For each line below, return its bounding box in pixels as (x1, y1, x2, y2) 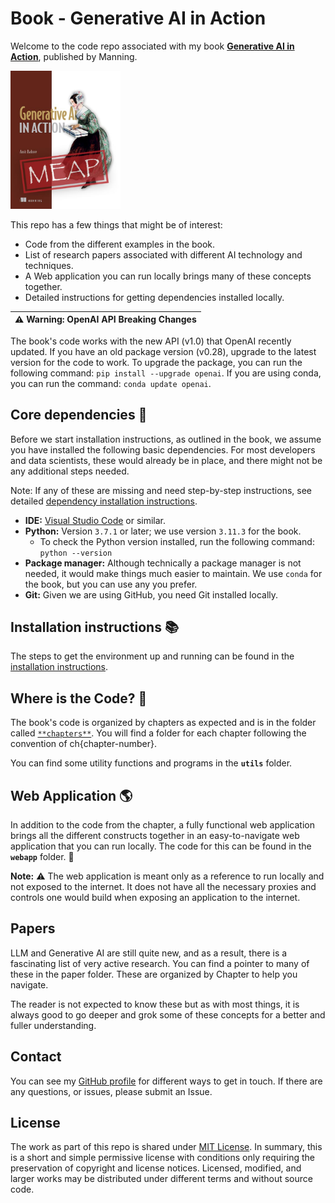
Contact (10, 1048, 62, 1066)
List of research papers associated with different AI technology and (24, 248, 303, 261)
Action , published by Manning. (10, 50, 138, 62)
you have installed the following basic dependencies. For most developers (10, 443, 316, 456)
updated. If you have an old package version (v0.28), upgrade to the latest (10, 345, 317, 357)
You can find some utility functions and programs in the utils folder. (10, 757, 293, 769)
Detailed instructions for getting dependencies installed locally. (24, 291, 285, 303)
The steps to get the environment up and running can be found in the (10, 650, 295, 662)
